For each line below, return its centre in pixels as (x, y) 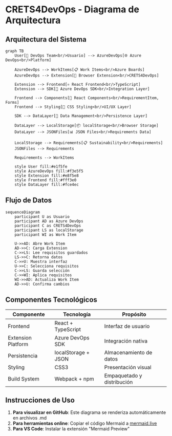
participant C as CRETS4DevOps (48, 225)
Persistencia (23, 355)
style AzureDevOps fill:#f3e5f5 (49, 171)
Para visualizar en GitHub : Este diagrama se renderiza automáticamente (89, 412)
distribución (119, 382)
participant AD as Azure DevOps (49, 221)
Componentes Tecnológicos (51, 300)
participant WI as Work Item (46, 235)
